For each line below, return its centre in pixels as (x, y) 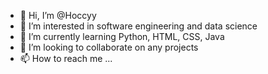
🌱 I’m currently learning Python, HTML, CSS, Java (122, 36)
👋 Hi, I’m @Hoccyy (58, 15)
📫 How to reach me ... (66, 58)
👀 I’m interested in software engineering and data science (138, 26)
